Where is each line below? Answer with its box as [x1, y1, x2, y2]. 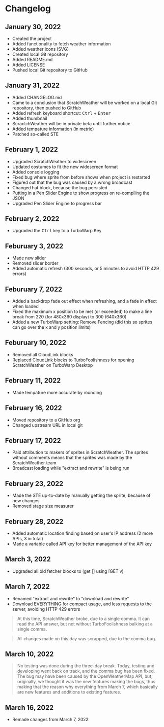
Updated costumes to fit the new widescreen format [12, 164, 118, 170]
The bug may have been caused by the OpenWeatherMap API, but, [17, 673, 153, 679]
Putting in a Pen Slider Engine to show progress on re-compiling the [12, 190, 150, 196]
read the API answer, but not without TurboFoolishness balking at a [17, 621, 153, 626]
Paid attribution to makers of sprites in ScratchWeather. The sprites [12, 450, 148, 455]
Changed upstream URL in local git [12, 422, 83, 428]
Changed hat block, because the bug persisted [12, 184, 108, 190]
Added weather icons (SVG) [12, 46, 69, 52]
